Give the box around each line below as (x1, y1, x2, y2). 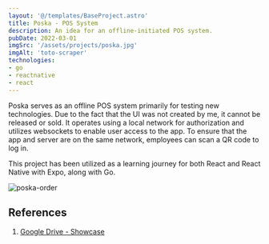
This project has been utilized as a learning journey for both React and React (8, 158, 261, 168)
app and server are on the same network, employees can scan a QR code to (8, 134, 259, 144)
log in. (8, 143, 30, 153)
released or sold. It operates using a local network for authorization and (8, 118, 244, 127)
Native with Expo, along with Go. (8, 167, 116, 177)
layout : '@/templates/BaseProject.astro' (8, 11, 149, 20)
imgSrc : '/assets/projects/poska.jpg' (8, 42, 138, 50)
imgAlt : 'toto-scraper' (8, 49, 88, 57)
